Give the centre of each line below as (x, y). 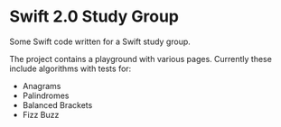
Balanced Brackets (57, 104)
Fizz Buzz (41, 114)
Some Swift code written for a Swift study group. (100, 41)
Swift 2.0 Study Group (94, 17)
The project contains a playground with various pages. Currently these (141, 59)
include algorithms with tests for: (70, 68)
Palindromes (46, 95)
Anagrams (42, 86)
